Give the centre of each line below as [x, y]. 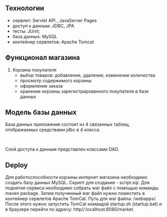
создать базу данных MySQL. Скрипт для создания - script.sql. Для [77, 183]
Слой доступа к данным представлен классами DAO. [62, 149]
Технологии [25, 8]
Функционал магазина [43, 58]
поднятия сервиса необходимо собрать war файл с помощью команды [82, 188]
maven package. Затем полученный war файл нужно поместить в [75, 193]
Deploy [17, 165]
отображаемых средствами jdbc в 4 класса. [53, 130]
